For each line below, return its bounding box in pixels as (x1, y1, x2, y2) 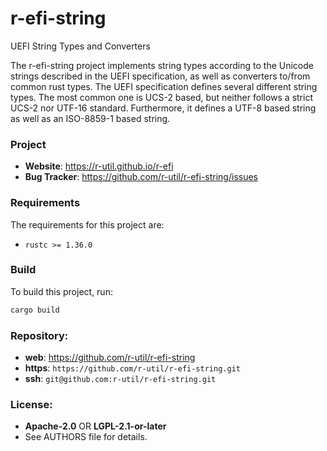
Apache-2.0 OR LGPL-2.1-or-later (24, 420, 167, 432)
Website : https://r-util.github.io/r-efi (24, 160, 174, 172)
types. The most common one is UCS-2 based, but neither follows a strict (10, 91, 313, 103)
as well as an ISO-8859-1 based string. (10, 112, 171, 124)
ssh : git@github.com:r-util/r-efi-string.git (24, 373, 217, 384)
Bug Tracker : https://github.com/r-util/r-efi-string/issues (24, 171, 258, 183)
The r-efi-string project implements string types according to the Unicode (10, 59, 314, 71)
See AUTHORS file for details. (24, 431, 148, 443)
